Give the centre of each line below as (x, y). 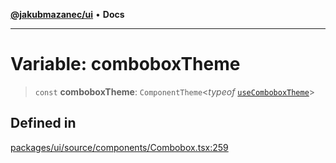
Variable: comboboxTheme (125, 64)
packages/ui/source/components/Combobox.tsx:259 (119, 147)
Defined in (43, 123)
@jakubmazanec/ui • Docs (67, 14)
